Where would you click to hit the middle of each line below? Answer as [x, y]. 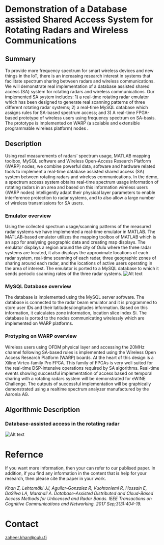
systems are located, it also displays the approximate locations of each [77, 253]
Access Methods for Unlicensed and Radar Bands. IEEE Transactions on [79, 499]
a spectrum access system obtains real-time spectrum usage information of [82, 182]
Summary [20, 58]
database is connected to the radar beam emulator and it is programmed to [81, 303]
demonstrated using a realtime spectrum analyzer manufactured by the [77, 389]
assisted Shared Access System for [79, 19]
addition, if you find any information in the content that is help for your [76, 473]
